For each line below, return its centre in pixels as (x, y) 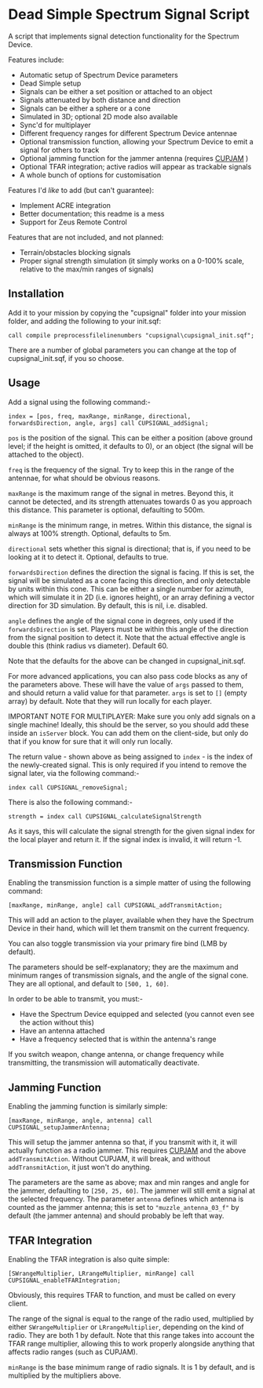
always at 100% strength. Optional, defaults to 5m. (89, 533)
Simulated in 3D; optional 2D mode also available (99, 116)
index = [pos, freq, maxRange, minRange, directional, (100, 416)
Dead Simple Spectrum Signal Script (129, 15)
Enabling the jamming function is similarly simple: (88, 1106)
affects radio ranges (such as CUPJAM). (73, 1352)
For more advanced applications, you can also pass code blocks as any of (128, 676)
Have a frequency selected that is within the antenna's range (118, 1039)
